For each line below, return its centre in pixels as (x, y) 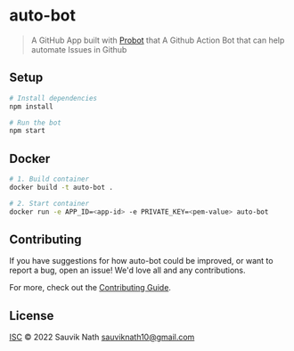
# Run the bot (36, 122)
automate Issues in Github (79, 49)
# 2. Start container (49, 203)
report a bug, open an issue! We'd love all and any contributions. (128, 270)
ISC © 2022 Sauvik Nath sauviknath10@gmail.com (102, 337)
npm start (28, 131)
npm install (31, 106)
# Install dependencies (53, 98)
